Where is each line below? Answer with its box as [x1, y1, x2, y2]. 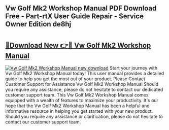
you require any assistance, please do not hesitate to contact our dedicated [5, 86, 163, 92]
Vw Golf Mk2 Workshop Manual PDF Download [5, 4, 157, 13]
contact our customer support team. [5, 119, 81, 125]
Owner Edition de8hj [5, 20, 72, 28]
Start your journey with [110, 65, 158, 71]
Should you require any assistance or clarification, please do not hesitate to [5, 114, 163, 119]
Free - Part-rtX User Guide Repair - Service [5, 12, 144, 21]
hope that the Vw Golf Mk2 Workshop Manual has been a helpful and [5, 103, 150, 109]
